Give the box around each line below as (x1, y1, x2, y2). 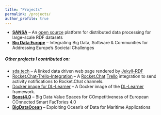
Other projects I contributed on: (5, 56, 70, 62)
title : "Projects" (5, 7, 42, 12)
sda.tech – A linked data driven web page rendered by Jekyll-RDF (12, 68, 144, 74)
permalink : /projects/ (5, 12, 51, 16)
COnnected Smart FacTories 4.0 (12, 99, 77, 105)
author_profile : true (5, 16, 49, 21)
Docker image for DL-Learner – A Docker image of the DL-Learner (12, 83, 144, 90)
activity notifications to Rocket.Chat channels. (12, 79, 104, 84)
